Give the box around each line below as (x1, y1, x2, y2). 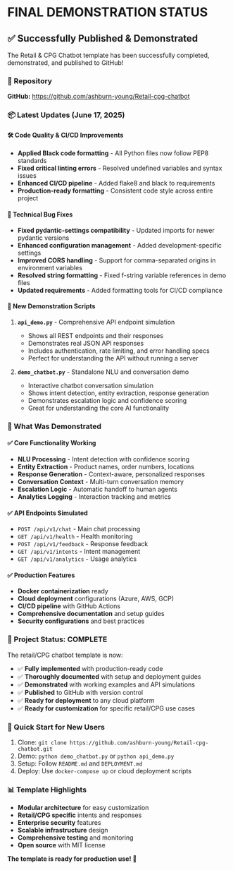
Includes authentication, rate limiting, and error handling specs (27, 346, 210, 355)
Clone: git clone (17, 738, 67, 747)
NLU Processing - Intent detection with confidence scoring (17, 454, 190, 463)
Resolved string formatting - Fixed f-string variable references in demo (17, 271, 227, 279)
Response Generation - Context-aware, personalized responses (17, 470, 206, 478)
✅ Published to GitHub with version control (17, 688, 143, 696)
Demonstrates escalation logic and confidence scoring (27, 396, 187, 404)
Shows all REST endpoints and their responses (27, 331, 164, 339)
